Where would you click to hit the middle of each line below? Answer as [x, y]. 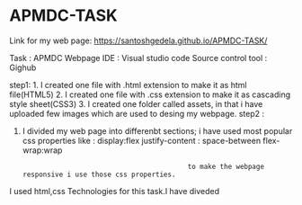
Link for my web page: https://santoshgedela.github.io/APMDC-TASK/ [138, 40]
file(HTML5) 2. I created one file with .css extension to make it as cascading [150, 94]
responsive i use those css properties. [99, 174]
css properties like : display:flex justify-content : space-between [142, 140]
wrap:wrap [42, 150]
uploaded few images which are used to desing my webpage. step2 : [137, 113]
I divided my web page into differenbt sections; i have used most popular [157, 130]
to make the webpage [226, 166]
